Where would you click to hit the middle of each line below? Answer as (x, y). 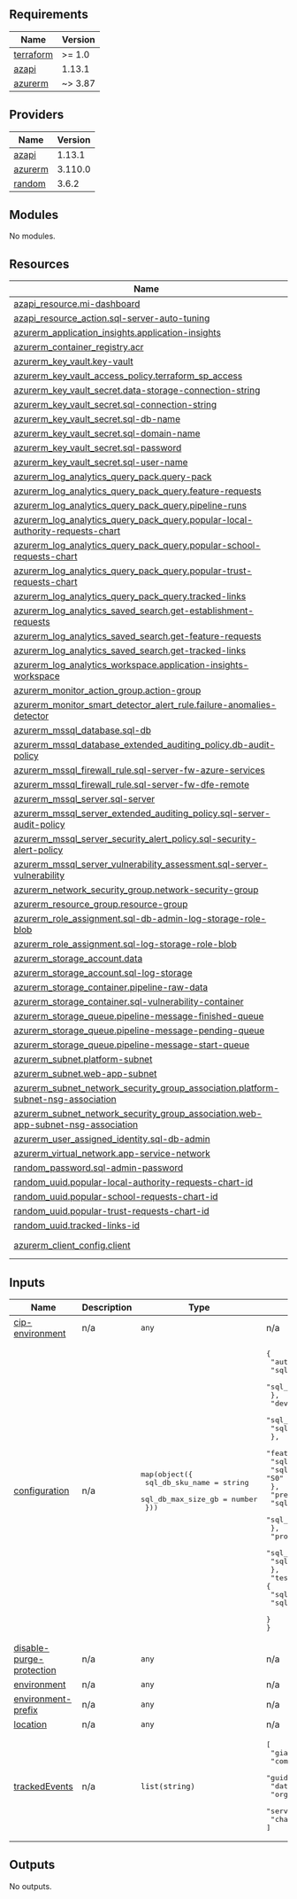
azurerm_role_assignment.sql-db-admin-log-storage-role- (140, 919)
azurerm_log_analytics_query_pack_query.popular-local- (133, 520)
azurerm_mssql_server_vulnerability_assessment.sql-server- (141, 865)
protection (35, 1670)
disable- (32, 1648)
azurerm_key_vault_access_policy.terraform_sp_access (128, 376)
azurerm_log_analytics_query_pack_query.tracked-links (130, 596)
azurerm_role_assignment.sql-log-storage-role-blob (125, 945)
